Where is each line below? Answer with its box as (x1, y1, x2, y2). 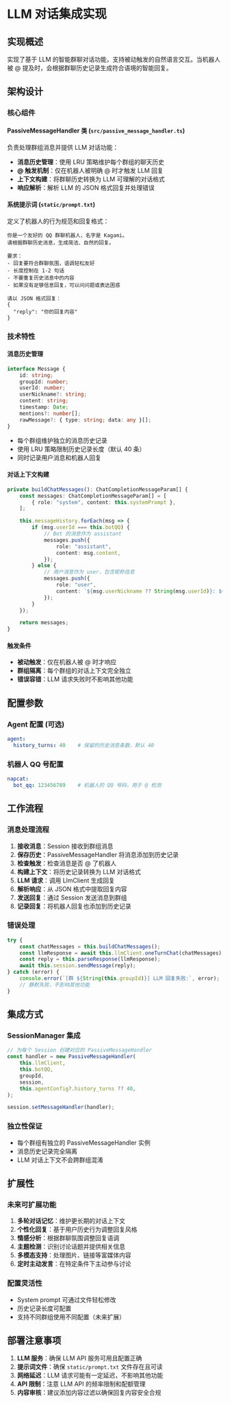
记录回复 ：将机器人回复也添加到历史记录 (16, 902, 131, 910)
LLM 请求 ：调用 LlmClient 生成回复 (16, 876, 115, 885)
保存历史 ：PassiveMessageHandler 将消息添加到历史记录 (16, 850, 179, 858)
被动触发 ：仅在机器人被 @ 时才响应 (16, 658, 117, 666)
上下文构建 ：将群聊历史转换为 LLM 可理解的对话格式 (16, 174, 166, 183)
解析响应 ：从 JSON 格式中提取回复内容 (16, 885, 127, 893)
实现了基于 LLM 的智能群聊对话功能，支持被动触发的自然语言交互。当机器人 (7, 56, 221, 63)
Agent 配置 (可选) (7, 719, 65, 729)
